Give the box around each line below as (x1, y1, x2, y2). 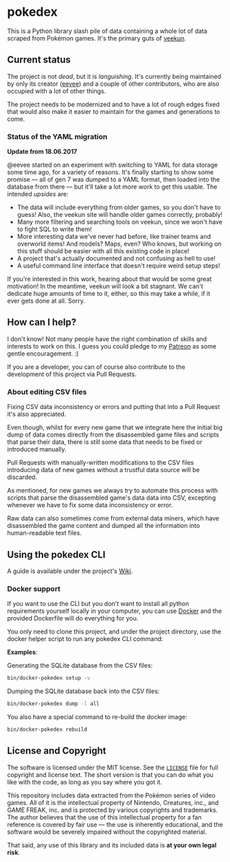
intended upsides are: (7, 190, 69, 198)
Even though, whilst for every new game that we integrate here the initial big (7, 423, 223, 432)
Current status (7, 54, 71, 66)
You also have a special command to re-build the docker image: (7, 713, 187, 721)
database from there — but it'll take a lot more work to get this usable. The (7, 183, 218, 191)
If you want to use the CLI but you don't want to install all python (7, 600, 189, 608)
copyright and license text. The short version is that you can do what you (7, 770, 214, 779)
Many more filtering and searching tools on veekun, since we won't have (16, 218, 223, 226)
